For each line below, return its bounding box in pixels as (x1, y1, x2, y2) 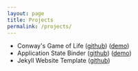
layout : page (7, 10, 45, 17)
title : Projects (7, 17, 54, 23)
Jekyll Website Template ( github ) (16, 57, 111, 65)
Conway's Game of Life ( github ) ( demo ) (16, 42, 130, 50)
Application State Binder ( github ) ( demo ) (16, 49, 132, 57)
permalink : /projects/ (7, 23, 72, 30)
